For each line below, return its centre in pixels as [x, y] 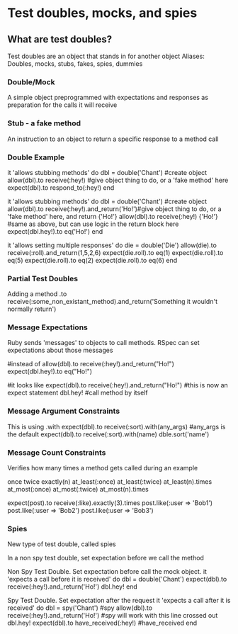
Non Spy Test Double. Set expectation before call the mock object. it [107, 572]
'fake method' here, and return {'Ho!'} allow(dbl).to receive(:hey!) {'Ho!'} [113, 216]
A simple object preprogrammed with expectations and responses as [108, 98]
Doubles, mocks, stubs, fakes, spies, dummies [75, 64]
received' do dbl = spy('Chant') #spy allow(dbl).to [80, 608]
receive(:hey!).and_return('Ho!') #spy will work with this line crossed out [113, 616]
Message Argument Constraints [64, 411]
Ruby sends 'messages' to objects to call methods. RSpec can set [103, 343]
